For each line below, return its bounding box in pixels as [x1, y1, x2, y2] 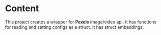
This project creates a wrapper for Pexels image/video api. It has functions [5, 19, 157, 25]
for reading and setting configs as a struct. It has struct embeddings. [5, 24, 144, 30]
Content [5, 3, 39, 14]
